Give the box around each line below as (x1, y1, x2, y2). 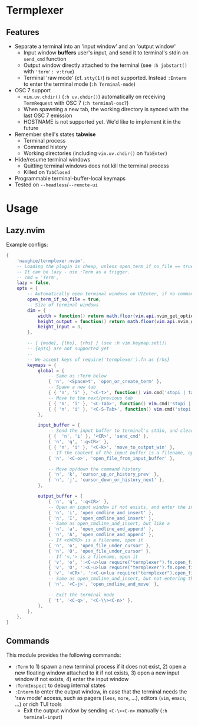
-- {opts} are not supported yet (27, 346, 110, 351)
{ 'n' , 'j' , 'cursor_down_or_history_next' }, (48, 477, 165, 483)
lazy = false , (16, 280, 51, 286)
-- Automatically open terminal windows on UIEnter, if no (27, 291, 176, 297)
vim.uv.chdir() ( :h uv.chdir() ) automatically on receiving (23, 93, 166, 100)
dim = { (27, 307, 46, 314)
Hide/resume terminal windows (14, 156, 91, 163)
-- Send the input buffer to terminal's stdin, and (48, 428, 178, 434)
